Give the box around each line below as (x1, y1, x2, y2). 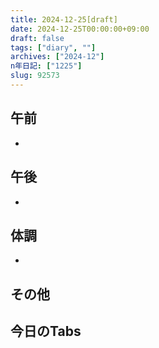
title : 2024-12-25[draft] (10, 14, 118, 25)
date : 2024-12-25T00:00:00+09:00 (10, 24, 150, 34)
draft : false (10, 33, 65, 43)
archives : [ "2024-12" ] (10, 52, 105, 62)
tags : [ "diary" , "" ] (10, 42, 97, 53)
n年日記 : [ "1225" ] (10, 61, 83, 71)
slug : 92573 (10, 71, 60, 81)
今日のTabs (10, 323, 82, 340)
